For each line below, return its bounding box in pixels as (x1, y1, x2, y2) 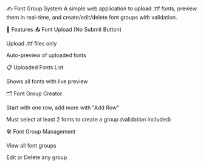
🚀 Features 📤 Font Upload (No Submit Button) (6, 26, 122, 33)
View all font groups (6, 142, 57, 149)
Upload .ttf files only (6, 40, 57, 47)
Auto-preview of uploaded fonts (6, 52, 86, 59)
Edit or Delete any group (6, 154, 67, 161)
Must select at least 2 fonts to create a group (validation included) (6, 116, 171, 123)
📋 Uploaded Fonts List (6, 64, 64, 71)
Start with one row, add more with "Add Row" (6, 104, 120, 111)
